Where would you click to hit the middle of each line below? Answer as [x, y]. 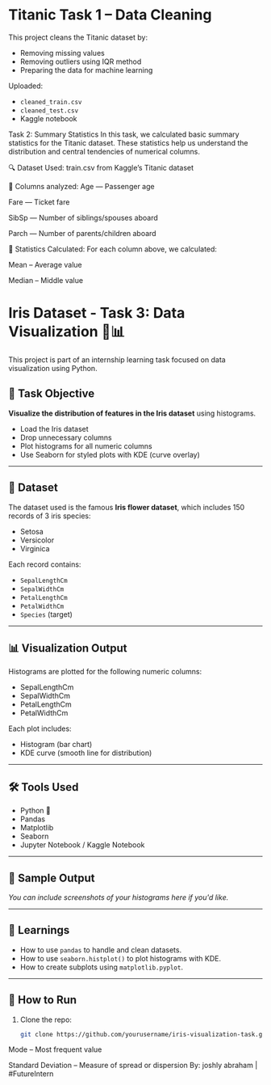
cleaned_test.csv [49, 111]
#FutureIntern [31, 1074]
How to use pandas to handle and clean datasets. [101, 950]
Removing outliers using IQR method [81, 61]
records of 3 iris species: [50, 516]
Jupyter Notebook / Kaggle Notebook [82, 845]
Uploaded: [26, 86]
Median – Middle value [46, 280]
